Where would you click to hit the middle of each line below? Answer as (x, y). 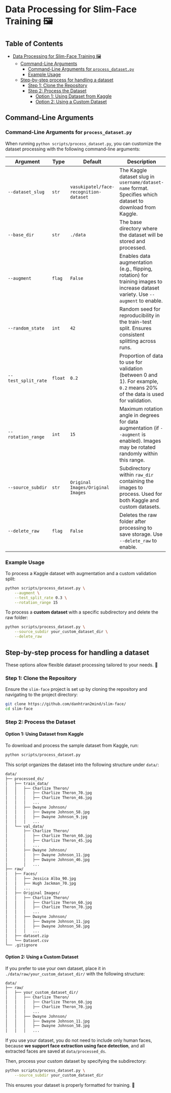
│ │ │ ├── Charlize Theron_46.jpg (49, 798)
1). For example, (139, 381)
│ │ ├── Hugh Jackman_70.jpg (41, 884)
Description (141, 161)
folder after (133, 521)
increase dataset (139, 288)
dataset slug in (137, 177)
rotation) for (134, 275)
